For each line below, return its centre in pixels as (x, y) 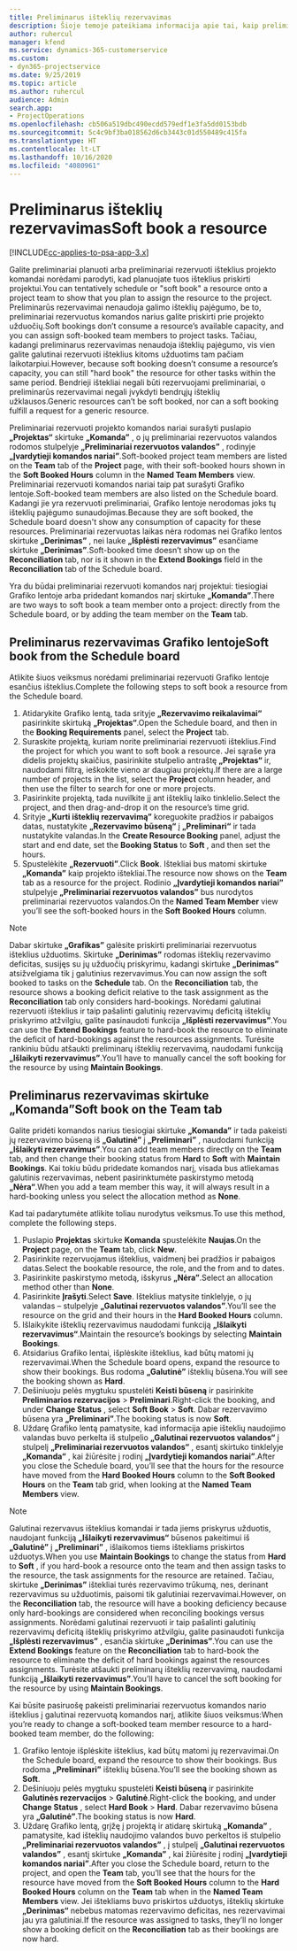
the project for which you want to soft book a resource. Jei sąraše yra (149, 751)
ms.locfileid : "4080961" (55, 166)
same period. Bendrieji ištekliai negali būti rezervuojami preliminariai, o (137, 382)
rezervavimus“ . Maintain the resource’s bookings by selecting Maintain (152, 1334)
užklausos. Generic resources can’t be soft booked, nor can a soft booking (144, 401)
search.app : (31, 108)
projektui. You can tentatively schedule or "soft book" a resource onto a (138, 289)
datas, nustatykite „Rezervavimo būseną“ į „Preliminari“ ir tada (139, 826)
